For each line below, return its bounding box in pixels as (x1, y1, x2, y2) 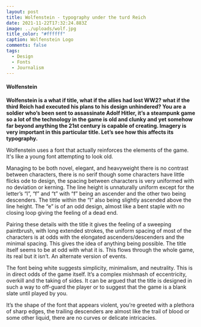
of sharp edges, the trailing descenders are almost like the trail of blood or (6, 307, 190, 315)
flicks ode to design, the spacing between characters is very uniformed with (6, 177, 194, 184)
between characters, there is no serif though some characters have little (6, 170, 185, 178)
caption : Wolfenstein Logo (6, 37, 74, 43)
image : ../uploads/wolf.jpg (6, 25, 77, 32)
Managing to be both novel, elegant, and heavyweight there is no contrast (6, 164, 189, 172)
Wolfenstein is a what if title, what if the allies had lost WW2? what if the (6, 97, 190, 104)
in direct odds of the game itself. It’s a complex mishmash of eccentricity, (6, 271, 187, 278)
